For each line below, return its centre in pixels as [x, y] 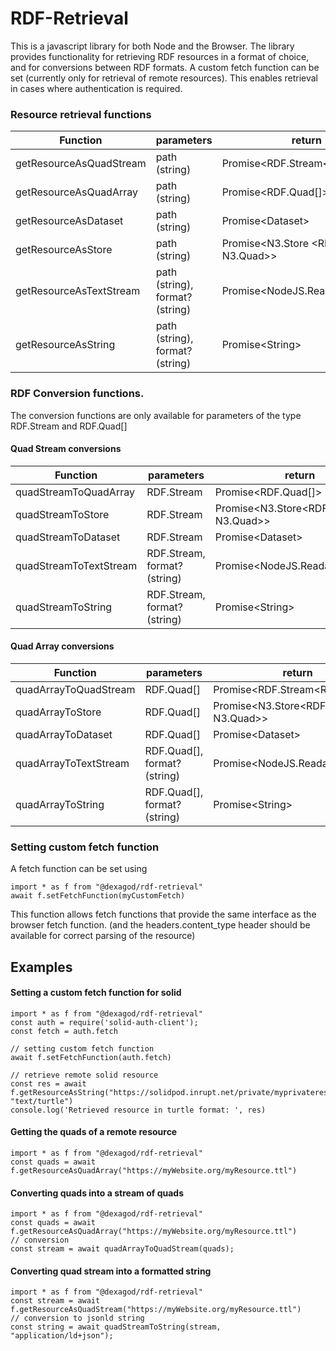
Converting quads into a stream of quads [97, 1193]
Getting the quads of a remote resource [94, 1132]
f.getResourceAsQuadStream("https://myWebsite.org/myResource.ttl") [156, 1310]
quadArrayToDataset [64, 734]
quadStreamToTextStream [76, 565]
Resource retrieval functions [81, 114]
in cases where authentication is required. [96, 88]
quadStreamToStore [62, 514]
